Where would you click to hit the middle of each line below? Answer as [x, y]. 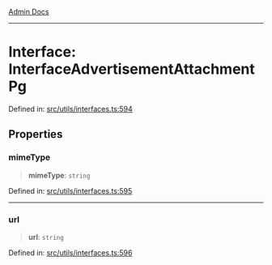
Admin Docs [29, 12]
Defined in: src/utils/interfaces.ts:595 [70, 190]
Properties [36, 134]
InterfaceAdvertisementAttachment [132, 69]
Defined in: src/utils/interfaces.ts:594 [71, 109]
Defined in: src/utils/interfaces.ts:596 [70, 252]
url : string [46, 237]
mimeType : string [59, 175]
